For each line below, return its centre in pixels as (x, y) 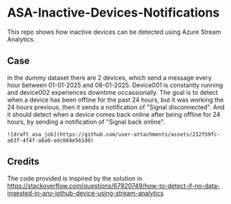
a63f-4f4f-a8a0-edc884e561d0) (51, 140)
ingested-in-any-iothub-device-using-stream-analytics (86, 193)
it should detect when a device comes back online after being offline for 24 (114, 114)
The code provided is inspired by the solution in (75, 178)
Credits (23, 161)
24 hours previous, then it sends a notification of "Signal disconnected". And (116, 107)
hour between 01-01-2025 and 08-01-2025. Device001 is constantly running (115, 85)
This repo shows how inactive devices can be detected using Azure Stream (114, 32)
